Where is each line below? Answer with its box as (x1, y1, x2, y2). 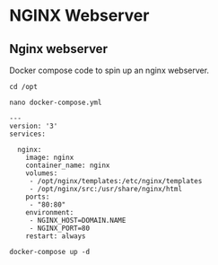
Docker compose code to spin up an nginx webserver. (9, 65, 209, 75)
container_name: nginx (25, 161, 110, 170)
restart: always (25, 232, 87, 241)
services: (9, 129, 47, 138)
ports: (25, 192, 50, 201)
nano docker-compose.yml (9, 98, 102, 107)
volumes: (25, 169, 58, 178)
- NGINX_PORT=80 (29, 224, 91, 233)
